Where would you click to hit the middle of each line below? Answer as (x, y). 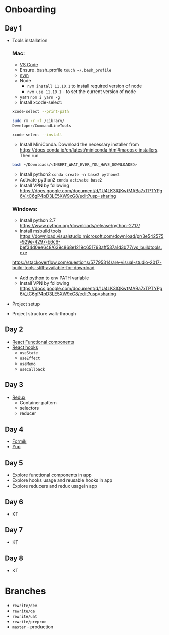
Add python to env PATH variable (54, 278)
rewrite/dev (25, 606)
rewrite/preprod (29, 622)
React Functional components (43, 342)
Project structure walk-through (44, 313)
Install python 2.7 (38, 220)
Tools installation (30, 40)
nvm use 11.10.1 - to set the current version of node (81, 92)
